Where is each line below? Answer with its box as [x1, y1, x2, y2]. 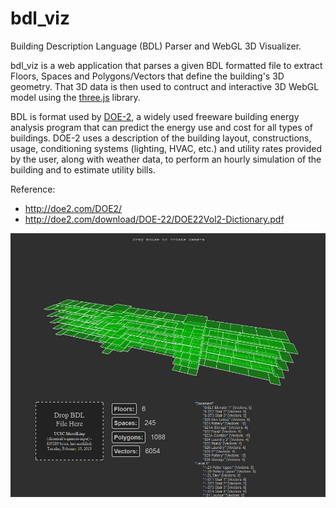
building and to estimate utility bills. [10, 163, 156, 176]
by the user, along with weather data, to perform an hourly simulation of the [10, 153, 322, 165]
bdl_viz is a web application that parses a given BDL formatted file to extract [10, 59, 323, 71]
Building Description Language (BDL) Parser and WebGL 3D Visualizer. [10, 40, 302, 52]
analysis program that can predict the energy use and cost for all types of [10, 121, 314, 133]
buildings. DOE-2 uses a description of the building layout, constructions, [10, 132, 312, 144]
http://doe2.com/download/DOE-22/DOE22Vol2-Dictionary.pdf [24, 213, 285, 225]
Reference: [10, 183, 56, 195]
